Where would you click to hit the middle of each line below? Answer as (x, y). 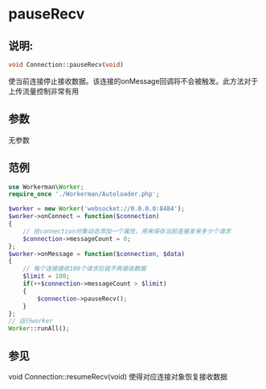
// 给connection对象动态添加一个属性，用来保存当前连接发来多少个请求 (127, 231)
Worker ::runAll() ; (39, 329)
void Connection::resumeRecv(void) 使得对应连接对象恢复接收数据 (118, 376)
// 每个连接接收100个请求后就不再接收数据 (84, 269)
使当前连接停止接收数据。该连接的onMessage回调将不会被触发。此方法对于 (133, 81)
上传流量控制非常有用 (43, 91)
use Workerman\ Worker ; (46, 187)
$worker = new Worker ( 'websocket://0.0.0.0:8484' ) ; (96, 209)
